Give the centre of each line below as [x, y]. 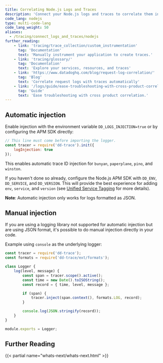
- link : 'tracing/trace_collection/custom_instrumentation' [76, 46]
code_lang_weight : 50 [27, 28]
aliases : [14, 32]
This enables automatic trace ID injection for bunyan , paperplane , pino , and [79, 164]
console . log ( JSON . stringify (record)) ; [62, 311]
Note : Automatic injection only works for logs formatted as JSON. [71, 198]
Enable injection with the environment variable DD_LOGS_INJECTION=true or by [81, 127]
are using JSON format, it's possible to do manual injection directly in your [79, 230]
